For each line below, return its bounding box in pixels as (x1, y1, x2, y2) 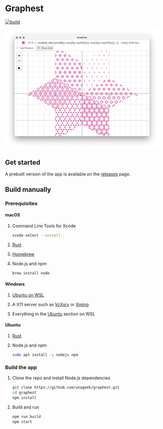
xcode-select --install (12, 233, 61, 238)
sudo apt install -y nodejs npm (12, 352, 78, 357)
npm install (12, 395, 37, 400)
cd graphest (12, 390, 37, 395)
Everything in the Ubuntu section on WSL (12, 311, 95, 317)
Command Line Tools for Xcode (12, 223, 76, 229)
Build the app (5, 364, 38, 370)
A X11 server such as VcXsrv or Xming (12, 301, 89, 307)
